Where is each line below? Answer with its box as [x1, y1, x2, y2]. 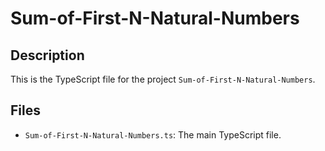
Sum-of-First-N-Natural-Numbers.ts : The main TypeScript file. [24, 128, 282, 141]
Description [10, 47, 85, 64]
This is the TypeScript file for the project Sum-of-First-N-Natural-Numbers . [10, 73, 316, 85]
